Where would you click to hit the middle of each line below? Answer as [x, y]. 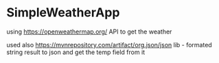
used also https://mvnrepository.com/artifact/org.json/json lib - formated [109, 45]
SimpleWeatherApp [63, 13]
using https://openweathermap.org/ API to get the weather [89, 32]
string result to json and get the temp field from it [76, 52]
